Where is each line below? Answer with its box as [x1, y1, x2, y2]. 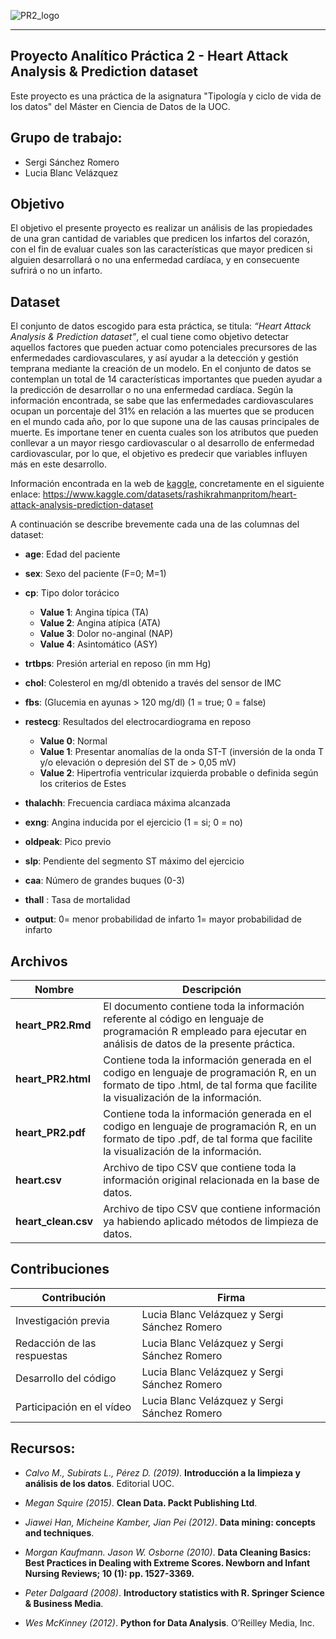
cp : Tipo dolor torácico [24, 587, 120, 599]
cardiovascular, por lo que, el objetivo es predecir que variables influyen [10, 448, 308, 460]
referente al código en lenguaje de [103, 1012, 265, 1026]
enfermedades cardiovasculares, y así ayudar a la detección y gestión [10, 352, 299, 364]
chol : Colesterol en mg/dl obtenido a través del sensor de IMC [24, 677, 282, 689]
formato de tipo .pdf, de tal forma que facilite [103, 1132, 313, 1146]
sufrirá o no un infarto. [10, 265, 103, 277]
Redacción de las [15, 1336, 97, 1350]
